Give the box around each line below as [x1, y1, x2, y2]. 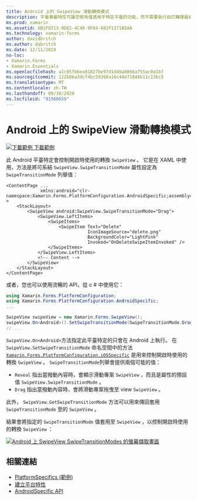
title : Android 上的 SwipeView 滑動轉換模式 [6, 8, 110, 15]
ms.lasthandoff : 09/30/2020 [6, 90, 75, 96]
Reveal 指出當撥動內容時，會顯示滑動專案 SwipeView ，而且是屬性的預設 [14, 371, 187, 378]
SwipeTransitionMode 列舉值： [6, 171, 78, 178]
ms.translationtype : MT [6, 80, 64, 86]
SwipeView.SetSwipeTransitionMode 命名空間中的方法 [6, 344, 133, 351]
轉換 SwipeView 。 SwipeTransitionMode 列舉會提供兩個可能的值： [6, 358, 161, 365]
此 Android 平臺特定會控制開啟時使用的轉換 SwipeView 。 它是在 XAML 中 [6, 156, 182, 163]
